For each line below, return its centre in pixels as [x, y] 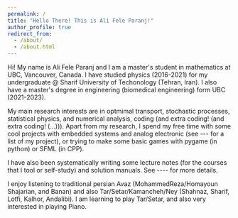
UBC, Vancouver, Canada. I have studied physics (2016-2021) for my [108, 75]
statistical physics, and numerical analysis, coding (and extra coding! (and [116, 119]
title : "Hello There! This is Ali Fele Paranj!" [81, 21]
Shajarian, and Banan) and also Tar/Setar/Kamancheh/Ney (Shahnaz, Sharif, [118, 191]
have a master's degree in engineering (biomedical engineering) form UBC [117, 90]
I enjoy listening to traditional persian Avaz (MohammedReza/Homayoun [113, 184]
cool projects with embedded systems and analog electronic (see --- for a [116, 133]
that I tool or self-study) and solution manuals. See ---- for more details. [113, 170]
